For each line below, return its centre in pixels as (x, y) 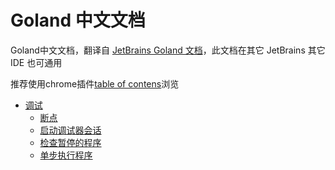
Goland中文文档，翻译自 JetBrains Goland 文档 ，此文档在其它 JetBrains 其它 (168, 50)
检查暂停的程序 (70, 142)
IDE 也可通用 (36, 62)
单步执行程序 (66, 155)
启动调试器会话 (70, 130)
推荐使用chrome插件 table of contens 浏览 (95, 83)
